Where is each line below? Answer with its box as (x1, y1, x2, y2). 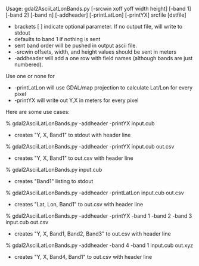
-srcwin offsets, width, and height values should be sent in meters (14, 48, 177, 55)
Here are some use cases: (5, 109, 70, 115)
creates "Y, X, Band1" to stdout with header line (14, 131, 131, 138)
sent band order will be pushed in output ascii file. (14, 42, 138, 49)
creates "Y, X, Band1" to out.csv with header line (14, 154, 133, 162)
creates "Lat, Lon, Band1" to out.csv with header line (14, 201, 144, 208)
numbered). (14, 61, 43, 68)
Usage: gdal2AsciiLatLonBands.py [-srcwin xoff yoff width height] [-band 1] (5, 5, 191, 12)
